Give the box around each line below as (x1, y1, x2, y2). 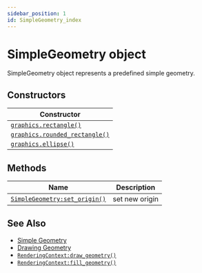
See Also (7, 218, 46, 229)
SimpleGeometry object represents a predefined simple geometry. (7, 69, 195, 77)
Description (116, 182, 156, 192)
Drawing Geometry (17, 243, 72, 252)
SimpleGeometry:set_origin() (10, 195, 106, 203)
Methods (7, 162, 47, 173)
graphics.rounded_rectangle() (10, 131, 110, 139)
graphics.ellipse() (10, 140, 74, 149)
